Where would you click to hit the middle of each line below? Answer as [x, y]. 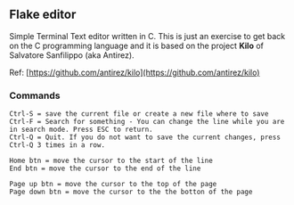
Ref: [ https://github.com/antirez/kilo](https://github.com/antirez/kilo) [135, 72]
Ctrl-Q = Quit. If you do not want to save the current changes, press [145, 137]
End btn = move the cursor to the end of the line [105, 168]
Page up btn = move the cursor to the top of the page [113, 184]
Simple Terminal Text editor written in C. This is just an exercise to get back [147, 36]
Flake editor [43, 15]
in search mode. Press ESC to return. [81, 130]
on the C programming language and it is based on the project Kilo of [137, 45]
